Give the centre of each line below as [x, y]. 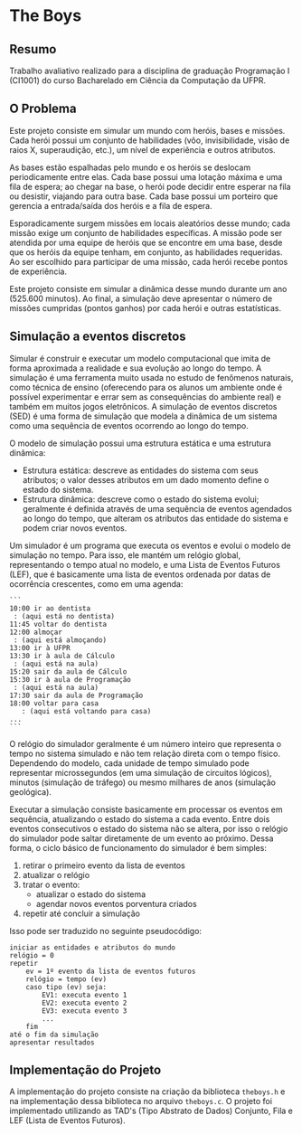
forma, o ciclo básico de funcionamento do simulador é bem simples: [138, 847]
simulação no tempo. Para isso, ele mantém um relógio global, [125, 555]
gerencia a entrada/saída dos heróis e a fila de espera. [111, 205]
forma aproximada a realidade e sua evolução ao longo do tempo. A [136, 368]
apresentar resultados [52, 1042]
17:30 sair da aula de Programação [76, 695]
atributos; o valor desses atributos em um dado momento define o [146, 479]
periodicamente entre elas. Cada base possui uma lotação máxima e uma [146, 176]
